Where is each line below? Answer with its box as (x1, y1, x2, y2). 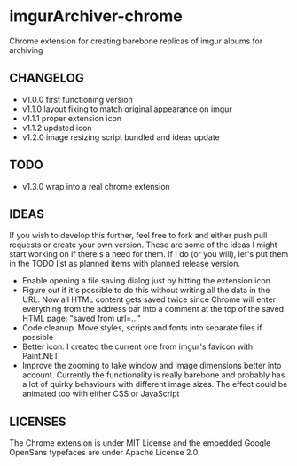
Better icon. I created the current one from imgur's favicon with (21, 341, 254, 352)
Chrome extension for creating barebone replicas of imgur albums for (9, 35, 263, 46)
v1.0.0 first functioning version (21, 94, 133, 105)
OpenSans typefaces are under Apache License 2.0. (9, 447, 200, 458)
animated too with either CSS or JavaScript (21, 388, 180, 400)
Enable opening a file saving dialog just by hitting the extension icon (21, 276, 270, 286)
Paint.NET (21, 351, 59, 361)
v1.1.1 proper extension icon (21, 113, 122, 123)
